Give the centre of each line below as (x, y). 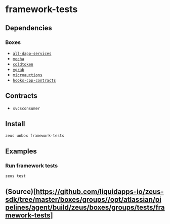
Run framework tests (32, 165)
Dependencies (29, 28)
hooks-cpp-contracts (34, 80)
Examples (21, 151)
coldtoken (23, 64)
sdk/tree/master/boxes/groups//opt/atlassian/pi (83, 200)
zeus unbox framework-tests (35, 135)
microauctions (27, 75)
